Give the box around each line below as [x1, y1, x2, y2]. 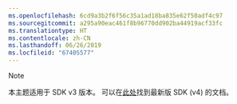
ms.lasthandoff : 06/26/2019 [8, 42, 102, 50]
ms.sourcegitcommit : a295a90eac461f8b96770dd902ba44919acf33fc [8, 19, 223, 27]
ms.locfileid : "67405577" [8, 49, 94, 57]
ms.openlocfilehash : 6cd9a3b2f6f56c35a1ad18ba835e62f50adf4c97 [8, 11, 223, 20]
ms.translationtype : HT [8, 26, 88, 34]
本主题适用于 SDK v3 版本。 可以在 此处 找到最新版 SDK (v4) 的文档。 [8, 87, 234, 97]
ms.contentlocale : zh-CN [8, 34, 91, 42]
